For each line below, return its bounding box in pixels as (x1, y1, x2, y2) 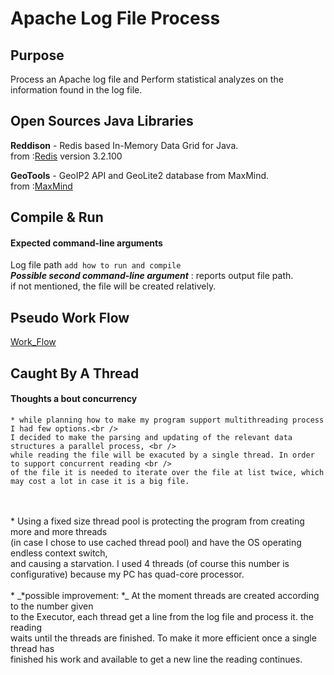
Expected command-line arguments (10, 237, 163, 249)
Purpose (10, 47, 65, 64)
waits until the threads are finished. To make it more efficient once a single (10, 632, 317, 644)
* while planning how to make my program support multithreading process (10, 415, 325, 425)
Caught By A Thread (10, 365, 140, 382)
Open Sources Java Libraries (10, 113, 194, 130)
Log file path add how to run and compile (10, 259, 182, 271)
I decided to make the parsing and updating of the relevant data (10, 432, 293, 442)
